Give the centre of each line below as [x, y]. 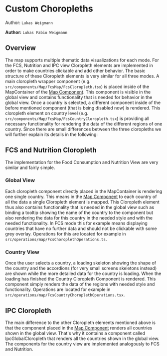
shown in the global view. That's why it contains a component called [75, 333]
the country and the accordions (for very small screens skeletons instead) [81, 268]
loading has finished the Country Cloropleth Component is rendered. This [81, 279]
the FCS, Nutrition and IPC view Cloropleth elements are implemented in [79, 65]
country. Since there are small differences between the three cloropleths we [83, 129]
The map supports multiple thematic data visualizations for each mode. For [82, 60]
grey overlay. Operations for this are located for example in [66, 233]
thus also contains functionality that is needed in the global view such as [80, 207]
